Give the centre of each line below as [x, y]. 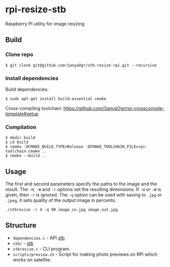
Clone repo [19, 55]
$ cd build [17, 143]
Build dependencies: [27, 89]
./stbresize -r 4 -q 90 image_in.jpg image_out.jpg [61, 210]
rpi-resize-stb [36, 10]
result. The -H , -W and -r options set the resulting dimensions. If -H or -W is [83, 189]
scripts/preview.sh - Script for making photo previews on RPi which [85, 254]
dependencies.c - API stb [39, 238]
